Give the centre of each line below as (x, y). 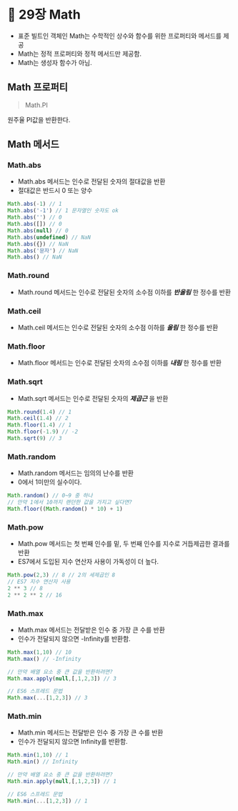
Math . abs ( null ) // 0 (38, 230)
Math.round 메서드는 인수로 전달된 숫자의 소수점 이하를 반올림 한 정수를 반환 (124, 292)
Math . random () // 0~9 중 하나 (50, 496)
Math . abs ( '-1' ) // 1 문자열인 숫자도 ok (63, 211)
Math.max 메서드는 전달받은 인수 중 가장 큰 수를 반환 (91, 630)
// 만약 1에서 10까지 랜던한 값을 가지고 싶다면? (70, 502)
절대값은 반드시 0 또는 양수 (55, 191)
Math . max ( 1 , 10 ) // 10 (40, 652)
